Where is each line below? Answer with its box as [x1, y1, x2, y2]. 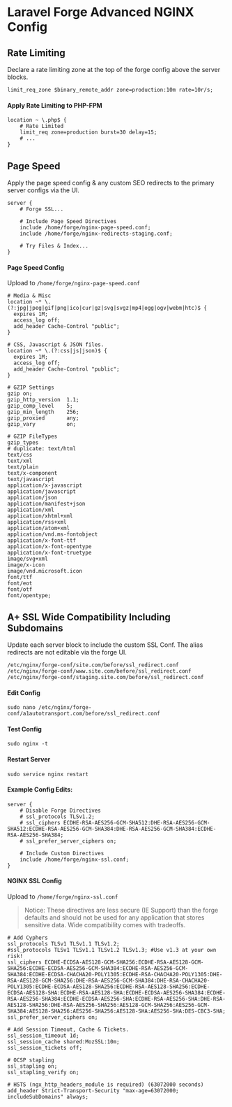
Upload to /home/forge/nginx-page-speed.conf [7, 279, 141, 287]
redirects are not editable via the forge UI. [7, 648, 127, 657]
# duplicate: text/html [7, 445, 77, 452]
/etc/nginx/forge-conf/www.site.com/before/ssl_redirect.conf [7, 668, 192, 675]
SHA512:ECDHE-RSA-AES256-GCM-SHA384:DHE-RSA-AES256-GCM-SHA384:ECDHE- [7, 825, 217, 832]
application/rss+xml [7, 519, 68, 526]
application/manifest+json [7, 501, 86, 508]
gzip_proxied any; [7, 415, 79, 422]
